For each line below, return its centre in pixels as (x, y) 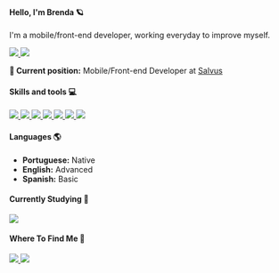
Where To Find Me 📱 (47, 238)
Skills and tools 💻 (43, 92)
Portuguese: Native (58, 160)
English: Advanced (57, 169)
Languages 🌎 (35, 136)
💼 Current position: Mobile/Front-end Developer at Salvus (116, 71)
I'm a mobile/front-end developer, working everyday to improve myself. (139, 36)
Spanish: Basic (50, 179)
